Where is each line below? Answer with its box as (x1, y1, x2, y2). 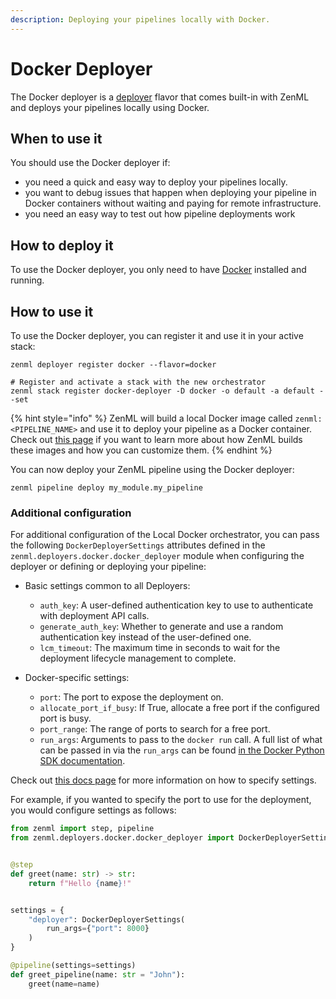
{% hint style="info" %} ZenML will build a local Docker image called (10, 412, 293, 424)
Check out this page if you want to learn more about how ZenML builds (10, 434, 303, 445)
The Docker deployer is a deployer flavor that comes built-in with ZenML (10, 91, 310, 103)
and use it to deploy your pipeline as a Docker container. (79, 423, 313, 435)
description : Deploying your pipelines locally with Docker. (10, 14, 271, 25)
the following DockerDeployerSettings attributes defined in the (10, 539, 266, 551)
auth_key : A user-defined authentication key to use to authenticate (39, 599, 314, 611)
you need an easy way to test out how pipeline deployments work (24, 208, 296, 220)
